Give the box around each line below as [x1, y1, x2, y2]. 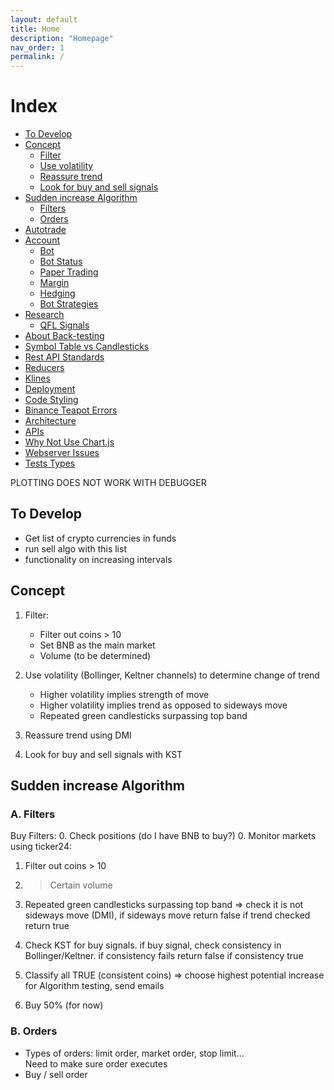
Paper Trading [39, 266, 99, 278]
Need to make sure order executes [24, 1057, 168, 1070]
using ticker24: [10, 841, 73, 853]
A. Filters [10, 807, 56, 821]
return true [24, 920, 70, 932]
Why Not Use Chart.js [24, 436, 115, 448]
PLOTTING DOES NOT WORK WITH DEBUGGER [10, 477, 207, 489]
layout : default [10, 14, 78, 25]
